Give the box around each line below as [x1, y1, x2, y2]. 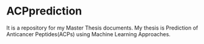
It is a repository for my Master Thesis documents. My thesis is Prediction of [6, 24, 199, 31]
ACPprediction [6, 4, 82, 18]
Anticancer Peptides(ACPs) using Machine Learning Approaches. [6, 30, 171, 37]
